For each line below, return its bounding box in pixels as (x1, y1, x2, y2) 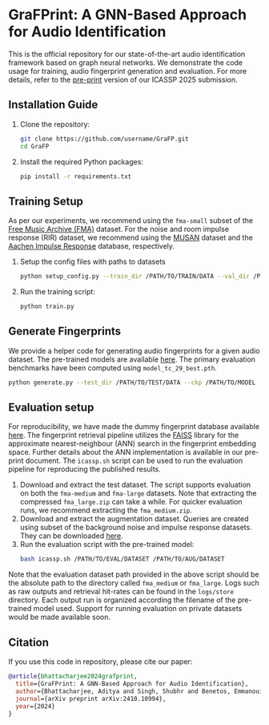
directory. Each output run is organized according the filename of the (8, 595, 236, 605)
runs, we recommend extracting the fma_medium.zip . (19, 505, 192, 515)
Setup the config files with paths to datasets (19, 257, 166, 266)
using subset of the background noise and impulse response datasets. (19, 523, 252, 533)
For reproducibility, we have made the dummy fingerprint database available (8, 422, 260, 431)
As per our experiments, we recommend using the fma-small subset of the (8, 216, 254, 225)
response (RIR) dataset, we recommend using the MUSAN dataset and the (8, 233, 254, 242)
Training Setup (8, 194, 84, 208)
